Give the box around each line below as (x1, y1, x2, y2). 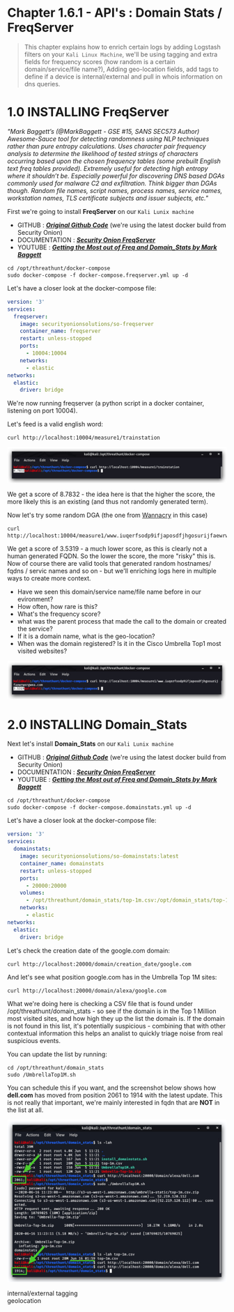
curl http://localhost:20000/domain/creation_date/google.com (7, 960, 192, 968)
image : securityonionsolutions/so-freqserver (19, 321, 155, 327)
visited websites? (17, 647, 68, 656)
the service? (17, 625, 54, 633)
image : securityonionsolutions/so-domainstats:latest (19, 853, 179, 860)
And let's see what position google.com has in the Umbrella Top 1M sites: (7, 973, 217, 981)
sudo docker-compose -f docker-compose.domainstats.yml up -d (7, 804, 192, 811)
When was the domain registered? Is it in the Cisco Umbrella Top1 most (17, 640, 221, 648)
